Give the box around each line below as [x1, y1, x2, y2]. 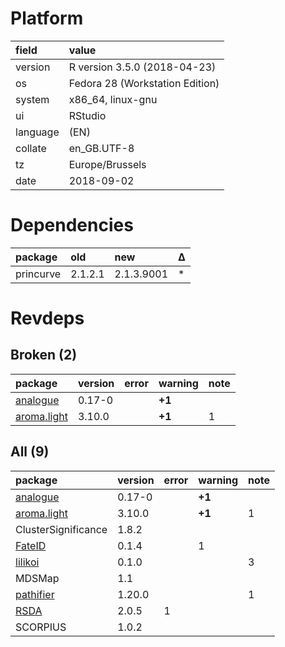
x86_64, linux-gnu [68, 92, 158, 106]
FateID [15, 538, 47, 552]
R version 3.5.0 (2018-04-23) [68, 60, 217, 74]
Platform [10, 7, 84, 30]
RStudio [68, 108, 107, 122]
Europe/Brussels [68, 157, 147, 171]
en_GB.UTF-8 [68, 141, 135, 155]
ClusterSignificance [15, 522, 108, 536]
